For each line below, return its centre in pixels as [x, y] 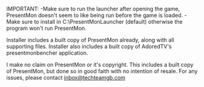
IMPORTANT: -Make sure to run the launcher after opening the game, [93, 9]
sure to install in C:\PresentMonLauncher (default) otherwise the [102, 22]
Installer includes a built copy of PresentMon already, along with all [90, 40]
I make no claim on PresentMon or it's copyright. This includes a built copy [100, 64]
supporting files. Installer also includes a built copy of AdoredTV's [89, 46]
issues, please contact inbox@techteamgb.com [66, 78]
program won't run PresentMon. [47, 28]
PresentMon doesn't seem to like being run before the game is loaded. [95, 15]
